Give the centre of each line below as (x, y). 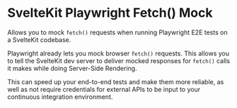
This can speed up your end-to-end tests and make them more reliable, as (116, 81)
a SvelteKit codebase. (39, 39)
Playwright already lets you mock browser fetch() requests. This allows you (118, 53)
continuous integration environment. (60, 97)
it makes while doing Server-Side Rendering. (72, 68)
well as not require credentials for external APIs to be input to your (104, 89)
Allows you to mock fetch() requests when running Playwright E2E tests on (117, 32)
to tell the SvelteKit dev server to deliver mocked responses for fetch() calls (119, 60)
